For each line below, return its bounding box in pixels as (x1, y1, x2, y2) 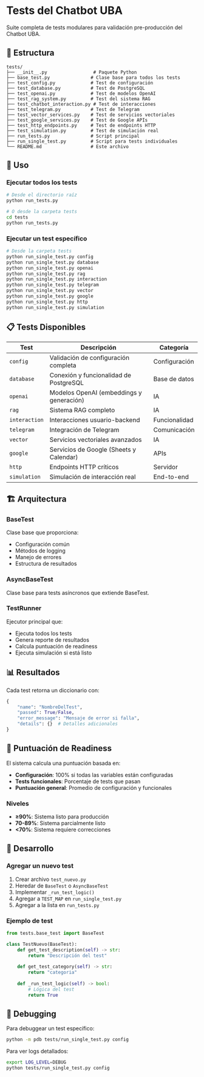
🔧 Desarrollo (6, 843, 54, 854)
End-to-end (153, 472, 189, 481)
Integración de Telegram (49, 426, 120, 434)
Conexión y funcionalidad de (49, 371, 132, 379)
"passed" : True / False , (17, 710, 75, 716)
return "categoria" (28, 970, 78, 976)
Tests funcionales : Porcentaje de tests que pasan (15, 778, 141, 785)
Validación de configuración (49, 353, 129, 362)
